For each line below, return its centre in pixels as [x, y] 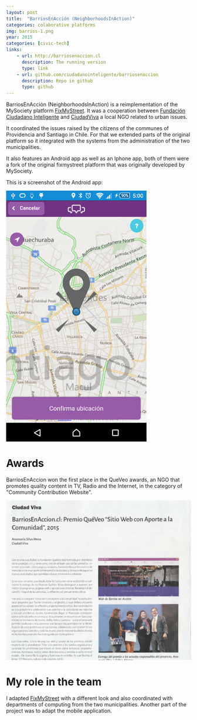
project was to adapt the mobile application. [59, 711]
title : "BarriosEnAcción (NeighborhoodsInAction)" [70, 19]
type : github [38, 87]
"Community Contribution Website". [49, 492]
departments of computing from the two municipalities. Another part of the [96, 704]
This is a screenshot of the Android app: [55, 183]
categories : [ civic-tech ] [38, 44]
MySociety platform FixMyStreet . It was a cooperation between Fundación [96, 111]
